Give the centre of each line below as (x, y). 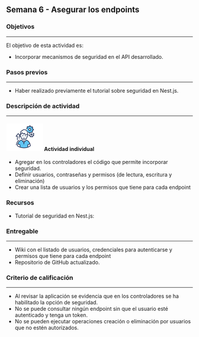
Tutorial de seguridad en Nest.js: (54, 216)
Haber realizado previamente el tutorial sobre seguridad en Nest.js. (97, 90)
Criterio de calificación (40, 278)
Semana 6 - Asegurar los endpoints (73, 10)
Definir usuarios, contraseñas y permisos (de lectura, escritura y (93, 175)
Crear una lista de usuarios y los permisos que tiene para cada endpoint (102, 187)
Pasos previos (27, 72)
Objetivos (20, 27)
